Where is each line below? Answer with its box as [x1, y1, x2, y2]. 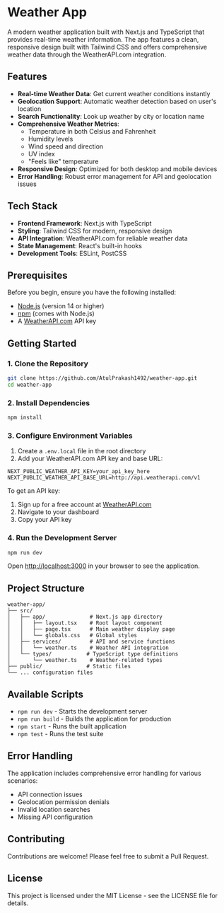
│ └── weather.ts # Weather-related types [7, 657, 163, 664]
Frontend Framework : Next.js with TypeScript [17, 219, 152, 227]
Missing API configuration [17, 813, 93, 821]
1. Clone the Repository [7, 359, 88, 368]
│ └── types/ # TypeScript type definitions [7, 651, 179, 658]
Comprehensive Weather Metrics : [17, 120, 120, 128]
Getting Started [7, 337, 77, 349]
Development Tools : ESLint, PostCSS [17, 249, 127, 257]
